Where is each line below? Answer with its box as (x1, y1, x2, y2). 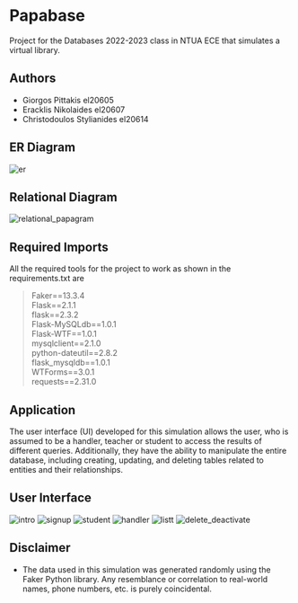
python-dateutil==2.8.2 (31, 348, 118, 359)
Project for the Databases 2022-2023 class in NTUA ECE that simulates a (9, 35, 281, 46)
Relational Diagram (9, 190, 118, 205)
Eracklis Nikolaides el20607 (22, 104, 126, 115)
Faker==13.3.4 (31, 290, 85, 301)
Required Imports (9, 239, 110, 254)
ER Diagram (9, 140, 76, 155)
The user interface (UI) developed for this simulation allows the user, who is (9, 426, 289, 437)
